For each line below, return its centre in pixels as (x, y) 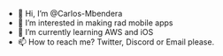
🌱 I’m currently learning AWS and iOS (85, 32)
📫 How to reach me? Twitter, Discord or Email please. (116, 42)
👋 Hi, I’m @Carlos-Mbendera (70, 14)
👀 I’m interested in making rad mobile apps (95, 23)
